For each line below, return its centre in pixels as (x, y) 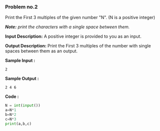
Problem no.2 (22, 7)
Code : (12, 97)
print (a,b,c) (18, 124)
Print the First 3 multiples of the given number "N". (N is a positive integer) (80, 18)
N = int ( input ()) (23, 106)
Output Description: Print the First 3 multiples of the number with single (78, 46)
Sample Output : (22, 79)
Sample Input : (20, 61)
